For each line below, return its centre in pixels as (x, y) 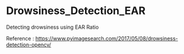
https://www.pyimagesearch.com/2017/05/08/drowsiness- (106, 38)
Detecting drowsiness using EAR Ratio (52, 27)
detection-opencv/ (29, 45)
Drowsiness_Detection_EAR (76, 11)
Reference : (20, 38)
